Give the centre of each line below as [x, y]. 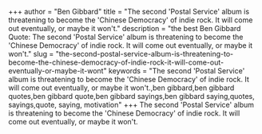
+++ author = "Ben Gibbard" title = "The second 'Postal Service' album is [129, 12]
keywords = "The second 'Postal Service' [177, 71]
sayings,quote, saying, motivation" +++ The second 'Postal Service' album [131, 104]
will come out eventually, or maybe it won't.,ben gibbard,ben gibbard [121, 88]
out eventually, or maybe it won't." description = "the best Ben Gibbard [125, 28]
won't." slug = [31, 54]
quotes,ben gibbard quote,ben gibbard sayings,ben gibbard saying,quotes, [132, 96]
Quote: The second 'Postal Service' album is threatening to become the [126, 37]
